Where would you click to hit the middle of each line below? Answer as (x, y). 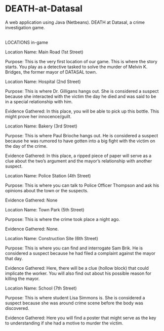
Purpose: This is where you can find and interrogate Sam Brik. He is (74, 248)
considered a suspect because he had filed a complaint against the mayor (80, 253)
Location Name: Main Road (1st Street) (44, 52)
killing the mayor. (22, 278)
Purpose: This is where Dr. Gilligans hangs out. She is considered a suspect (82, 91)
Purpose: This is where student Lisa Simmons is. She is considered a (75, 297)
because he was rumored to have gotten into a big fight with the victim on (80, 141)
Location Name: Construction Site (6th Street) (52, 238)
